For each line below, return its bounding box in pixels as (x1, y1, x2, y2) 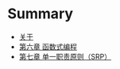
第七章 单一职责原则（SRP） (18, 52, 112, 61)
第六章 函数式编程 (18, 41, 77, 52)
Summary (7, 5, 73, 23)
